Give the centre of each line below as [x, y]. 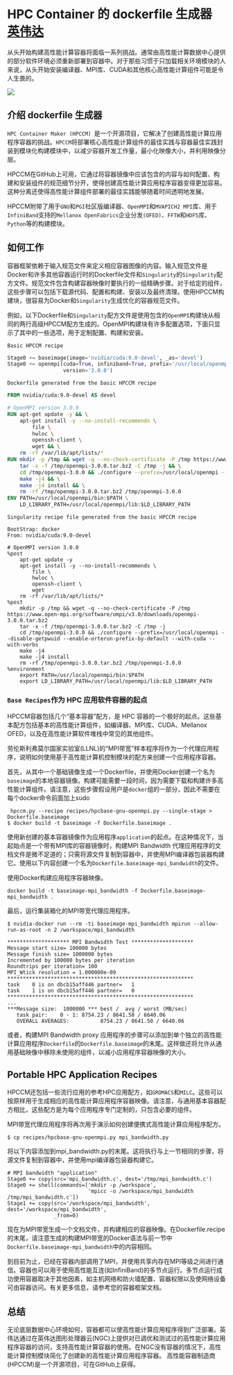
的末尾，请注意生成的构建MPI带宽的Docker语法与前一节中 [90, 1238]
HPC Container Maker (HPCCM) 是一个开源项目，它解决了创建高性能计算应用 [114, 133]
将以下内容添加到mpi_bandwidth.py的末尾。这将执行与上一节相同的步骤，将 [115, 1151]
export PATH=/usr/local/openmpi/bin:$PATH [82, 675]
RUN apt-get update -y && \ [48, 414]
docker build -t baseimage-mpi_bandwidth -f [72, 891]
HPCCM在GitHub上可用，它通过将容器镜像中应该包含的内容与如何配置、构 [114, 174]
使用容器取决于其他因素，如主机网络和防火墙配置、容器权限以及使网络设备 [119, 1279]
